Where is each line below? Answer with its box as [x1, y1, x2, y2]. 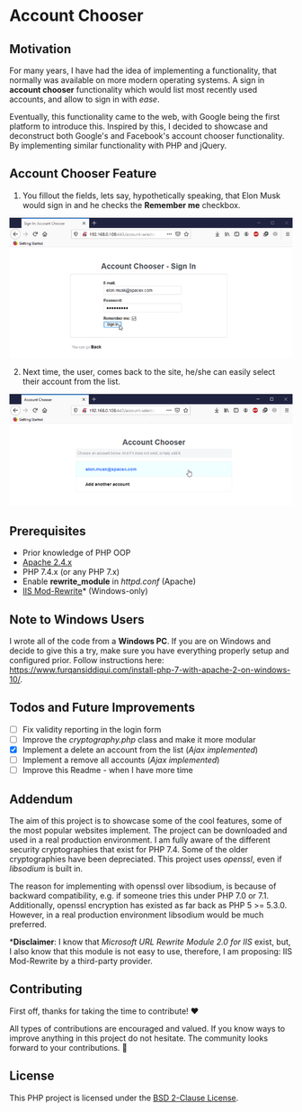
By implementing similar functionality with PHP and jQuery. [9, 141, 227, 150]
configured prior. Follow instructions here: [9, 655, 164, 666]
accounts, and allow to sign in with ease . [9, 94, 160, 105]
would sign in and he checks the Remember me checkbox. [22, 199, 241, 210]
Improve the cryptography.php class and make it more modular [22, 734, 256, 744]
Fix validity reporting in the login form [22, 724, 162, 734]
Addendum [9, 791, 74, 807]
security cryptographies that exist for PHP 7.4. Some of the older [9, 844, 249, 855]
